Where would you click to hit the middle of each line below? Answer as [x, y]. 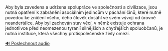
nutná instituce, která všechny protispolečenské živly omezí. [68, 33]
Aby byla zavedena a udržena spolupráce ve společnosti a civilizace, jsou [81, 7]
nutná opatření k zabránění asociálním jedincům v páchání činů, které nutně [83, 12]
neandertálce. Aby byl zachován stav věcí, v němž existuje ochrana [75, 23]
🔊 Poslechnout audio [28, 43]
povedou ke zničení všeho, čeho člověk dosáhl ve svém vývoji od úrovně [80, 18]
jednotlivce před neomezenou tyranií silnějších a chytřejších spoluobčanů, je [84, 28]
